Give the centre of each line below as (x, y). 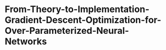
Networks (26, 42)
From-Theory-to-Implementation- (77, 9)
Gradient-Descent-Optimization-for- (83, 20)
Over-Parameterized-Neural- (67, 31)
